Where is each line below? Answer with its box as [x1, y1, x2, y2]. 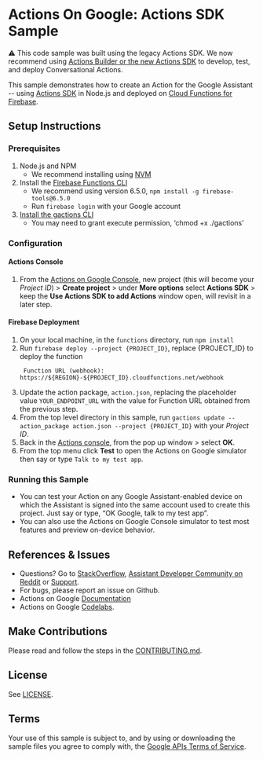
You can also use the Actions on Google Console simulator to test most [19, 517, 250, 526]
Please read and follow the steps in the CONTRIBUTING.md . [8, 646, 203, 655]
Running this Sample [8, 474, 89, 485]
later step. [19, 299, 53, 309]
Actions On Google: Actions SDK [8, 5, 225, 24]
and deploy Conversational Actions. [8, 64, 123, 74]
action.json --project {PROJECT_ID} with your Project [72, 420, 250, 430]
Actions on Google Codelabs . [19, 603, 115, 612]
